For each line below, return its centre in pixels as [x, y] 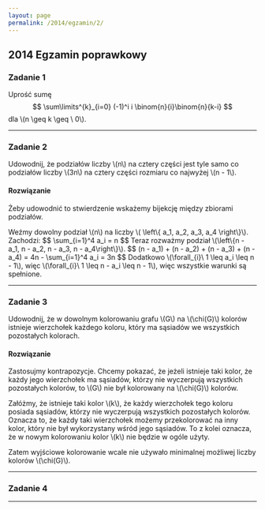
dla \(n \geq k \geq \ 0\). [47, 119]
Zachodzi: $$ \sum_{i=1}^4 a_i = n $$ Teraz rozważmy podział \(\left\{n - [127, 240]
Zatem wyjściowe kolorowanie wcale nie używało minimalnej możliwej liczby [132, 452]
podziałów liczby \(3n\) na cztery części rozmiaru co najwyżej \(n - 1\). [122, 172]
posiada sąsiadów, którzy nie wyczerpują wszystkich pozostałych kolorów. [129, 412]
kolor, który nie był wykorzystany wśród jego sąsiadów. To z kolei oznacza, [130, 429]
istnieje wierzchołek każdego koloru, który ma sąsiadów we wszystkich [124, 327]
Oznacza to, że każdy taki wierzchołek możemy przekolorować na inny [123, 420]
